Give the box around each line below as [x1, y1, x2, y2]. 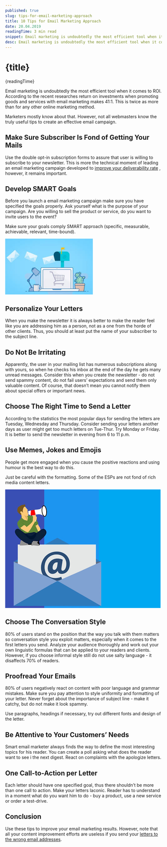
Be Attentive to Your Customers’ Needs [5, 730, 129, 739]
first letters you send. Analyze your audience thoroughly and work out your [5, 641, 159, 647]
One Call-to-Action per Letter [5, 769, 98, 777]
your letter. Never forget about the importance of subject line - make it [5, 696, 149, 702]
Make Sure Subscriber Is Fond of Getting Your [5, 133, 150, 142]
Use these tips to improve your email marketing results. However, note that [5, 826, 158, 832]
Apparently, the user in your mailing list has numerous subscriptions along [5, 361, 157, 367]
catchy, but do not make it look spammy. [5, 701, 88, 707]
